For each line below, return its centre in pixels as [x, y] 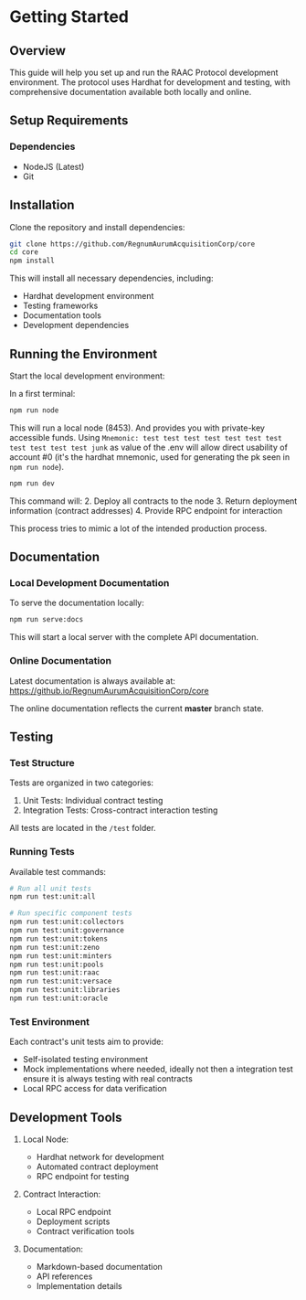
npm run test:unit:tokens [58, 939]
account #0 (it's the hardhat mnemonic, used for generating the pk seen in [150, 457]
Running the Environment [84, 354]
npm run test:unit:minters [61, 956]
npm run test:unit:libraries [65, 990]
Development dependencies [76, 325]
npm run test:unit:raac [55, 973]
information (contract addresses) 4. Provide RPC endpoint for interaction [146, 510]
